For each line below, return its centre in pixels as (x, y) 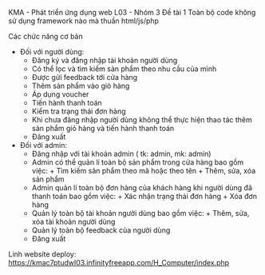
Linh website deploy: (42, 254)
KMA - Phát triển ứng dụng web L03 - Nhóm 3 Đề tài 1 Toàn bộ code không (132, 12)
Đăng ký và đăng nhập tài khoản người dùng (105, 60)
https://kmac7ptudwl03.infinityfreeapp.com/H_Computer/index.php (119, 263)
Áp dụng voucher (60, 94)
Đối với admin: (44, 145)
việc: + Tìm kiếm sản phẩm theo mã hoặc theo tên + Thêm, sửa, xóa (144, 171)
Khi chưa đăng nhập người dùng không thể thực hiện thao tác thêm (142, 120)
